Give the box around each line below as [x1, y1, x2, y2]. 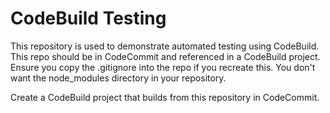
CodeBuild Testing [10, 7, 167, 30]
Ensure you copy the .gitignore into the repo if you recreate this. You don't [10, 61, 316, 73]
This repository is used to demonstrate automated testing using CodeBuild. [10, 40, 320, 52]
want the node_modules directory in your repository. [10, 72, 227, 84]
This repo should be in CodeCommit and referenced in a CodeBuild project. [10, 50, 321, 62]
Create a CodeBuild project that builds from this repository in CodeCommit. [10, 91, 320, 103]
